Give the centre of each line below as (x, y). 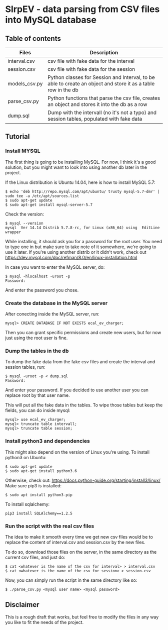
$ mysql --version (24, 223)
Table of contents (33, 38)
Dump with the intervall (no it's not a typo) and (102, 113)
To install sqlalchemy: (27, 504)
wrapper (13, 232)
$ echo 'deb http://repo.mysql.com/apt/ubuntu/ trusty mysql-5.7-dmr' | (82, 191)
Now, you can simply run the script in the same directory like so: (71, 580)
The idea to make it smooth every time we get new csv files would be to (79, 537)
